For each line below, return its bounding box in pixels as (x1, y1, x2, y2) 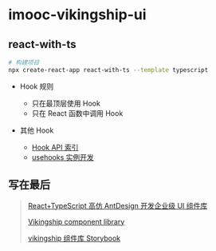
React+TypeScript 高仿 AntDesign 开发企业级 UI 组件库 (27, 201, 208, 210)
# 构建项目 (8, 58, 40, 66)
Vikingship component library (27, 217, 125, 226)
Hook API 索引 (31, 142, 79, 152)
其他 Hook (19, 125, 54, 135)
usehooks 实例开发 (31, 152, 94, 161)
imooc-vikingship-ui (8, 6, 147, 24)
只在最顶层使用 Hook (31, 98, 101, 108)
